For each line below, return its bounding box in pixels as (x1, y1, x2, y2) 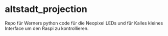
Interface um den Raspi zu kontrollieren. (5, 25, 89, 31)
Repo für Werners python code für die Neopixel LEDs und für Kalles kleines (5, 20, 163, 26)
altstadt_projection (5, 3, 87, 15)
